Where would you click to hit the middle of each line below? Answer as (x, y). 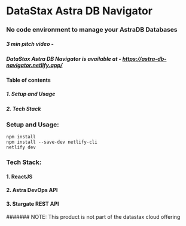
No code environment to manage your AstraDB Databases (92, 30)
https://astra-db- (144, 59)
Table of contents (28, 80)
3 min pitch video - (30, 44)
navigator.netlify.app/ (34, 65)
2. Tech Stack (24, 109)
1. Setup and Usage (31, 94)
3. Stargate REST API (33, 203)
